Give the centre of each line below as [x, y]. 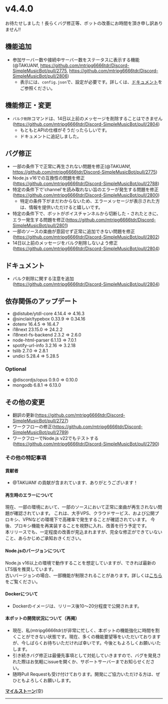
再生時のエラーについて [29, 495]
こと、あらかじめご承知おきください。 [44, 538]
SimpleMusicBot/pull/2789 [40, 432]
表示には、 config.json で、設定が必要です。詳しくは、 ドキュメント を [91, 82]
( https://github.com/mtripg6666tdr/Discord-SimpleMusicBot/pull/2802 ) [86, 237]
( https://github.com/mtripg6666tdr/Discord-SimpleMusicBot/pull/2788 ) [86, 183]
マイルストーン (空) [24, 691]
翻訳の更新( [24, 415]
